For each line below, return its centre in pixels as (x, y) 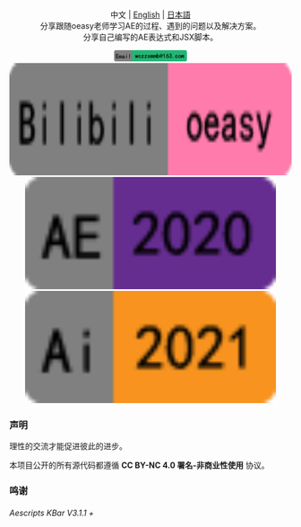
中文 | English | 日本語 (150, 14)
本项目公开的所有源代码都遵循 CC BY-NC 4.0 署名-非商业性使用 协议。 (139, 465)
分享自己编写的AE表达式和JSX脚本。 (150, 37)
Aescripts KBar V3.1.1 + (52, 513)
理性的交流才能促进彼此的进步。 (68, 446)
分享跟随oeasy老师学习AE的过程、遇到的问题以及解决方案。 (150, 26)
